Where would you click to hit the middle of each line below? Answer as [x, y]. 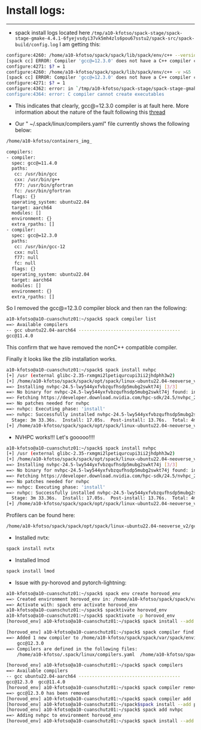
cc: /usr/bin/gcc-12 [40, 246]
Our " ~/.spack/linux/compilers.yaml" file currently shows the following [102, 123]
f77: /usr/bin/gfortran [44, 185]
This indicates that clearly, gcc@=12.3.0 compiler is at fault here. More [102, 105]
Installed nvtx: [32, 538]
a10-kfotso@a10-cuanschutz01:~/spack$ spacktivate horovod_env [87, 610]
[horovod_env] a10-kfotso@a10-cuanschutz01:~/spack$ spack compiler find [100, 632]
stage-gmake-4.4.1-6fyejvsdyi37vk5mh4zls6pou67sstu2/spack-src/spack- [105, 38]
